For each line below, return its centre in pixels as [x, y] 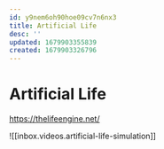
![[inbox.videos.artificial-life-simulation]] [83, 136]
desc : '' [25, 34]
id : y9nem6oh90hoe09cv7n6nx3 [63, 17]
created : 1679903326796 [53, 51]
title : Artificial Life [53, 26]
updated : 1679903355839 [53, 42]
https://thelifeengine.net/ [55, 119]
